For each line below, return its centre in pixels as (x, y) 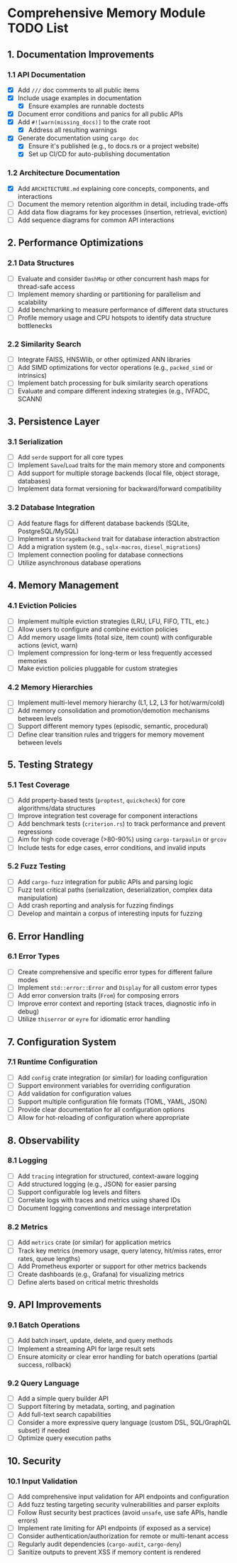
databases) (34, 481)
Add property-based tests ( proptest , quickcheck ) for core (101, 800)
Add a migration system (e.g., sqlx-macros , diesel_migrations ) (109, 546)
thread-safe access (46, 286)
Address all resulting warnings (72, 130)
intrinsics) (32, 376)
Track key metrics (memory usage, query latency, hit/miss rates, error (120, 1251)
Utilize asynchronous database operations (79, 562)
